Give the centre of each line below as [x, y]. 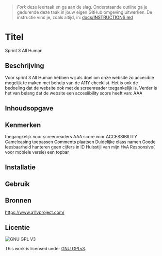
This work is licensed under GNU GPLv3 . [46, 249]
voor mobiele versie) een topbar [37, 152]
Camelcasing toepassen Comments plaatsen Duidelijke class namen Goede [81, 142]
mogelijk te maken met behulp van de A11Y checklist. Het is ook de [72, 83]
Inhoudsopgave [29, 108]
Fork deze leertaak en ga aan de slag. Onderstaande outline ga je [82, 7]
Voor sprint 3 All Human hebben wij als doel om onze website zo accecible [80, 77]
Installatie [20, 167]
